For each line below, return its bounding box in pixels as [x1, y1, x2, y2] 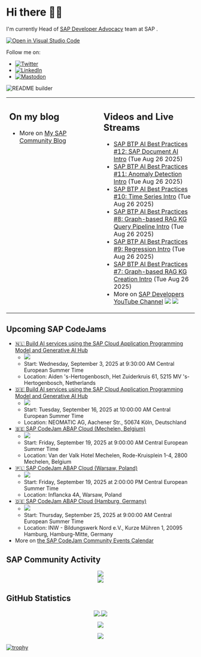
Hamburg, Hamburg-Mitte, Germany [23, 531, 114, 538]
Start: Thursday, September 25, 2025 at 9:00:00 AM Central [23, 512, 172, 519]
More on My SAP [19, 129, 67, 138]
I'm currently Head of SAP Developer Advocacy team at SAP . [6, 25, 159, 32]
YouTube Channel [113, 297, 163, 306]
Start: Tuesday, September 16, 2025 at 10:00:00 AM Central [23, 406, 171, 413]
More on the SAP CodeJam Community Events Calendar [14, 537, 154, 544]
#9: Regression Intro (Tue [113, 245, 185, 253]
